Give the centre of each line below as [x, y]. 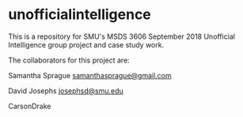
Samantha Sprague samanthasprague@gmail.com [90, 75]
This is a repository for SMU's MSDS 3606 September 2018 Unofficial [122, 36]
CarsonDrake [30, 106]
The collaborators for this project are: [69, 60]
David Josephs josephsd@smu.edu [66, 91]
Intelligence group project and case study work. [86, 44]
